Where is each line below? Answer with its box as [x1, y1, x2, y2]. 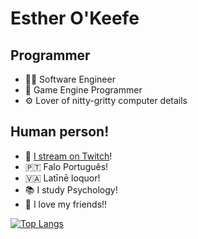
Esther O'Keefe [10, 7, 140, 30]
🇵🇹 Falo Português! [24, 160, 109, 172]
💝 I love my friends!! [24, 198, 108, 210]
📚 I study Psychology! [24, 183, 118, 196]
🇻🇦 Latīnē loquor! [24, 172, 101, 184]
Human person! [10, 123, 110, 141]
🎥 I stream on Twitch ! [24, 150, 113, 162]
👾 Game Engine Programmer [24, 84, 143, 96]
